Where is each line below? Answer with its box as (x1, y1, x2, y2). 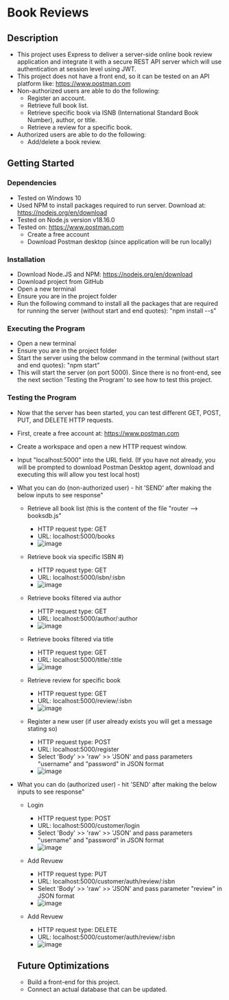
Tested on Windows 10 (16, 193, 82, 202)
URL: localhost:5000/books (37, 532, 115, 540)
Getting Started (7, 158, 75, 169)
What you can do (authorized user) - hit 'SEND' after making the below (16, 780, 217, 788)
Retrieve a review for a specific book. (27, 123, 133, 131)
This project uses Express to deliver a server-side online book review (16, 50, 213, 58)
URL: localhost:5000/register (37, 745, 119, 753)
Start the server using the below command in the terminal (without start (16, 354, 219, 362)
